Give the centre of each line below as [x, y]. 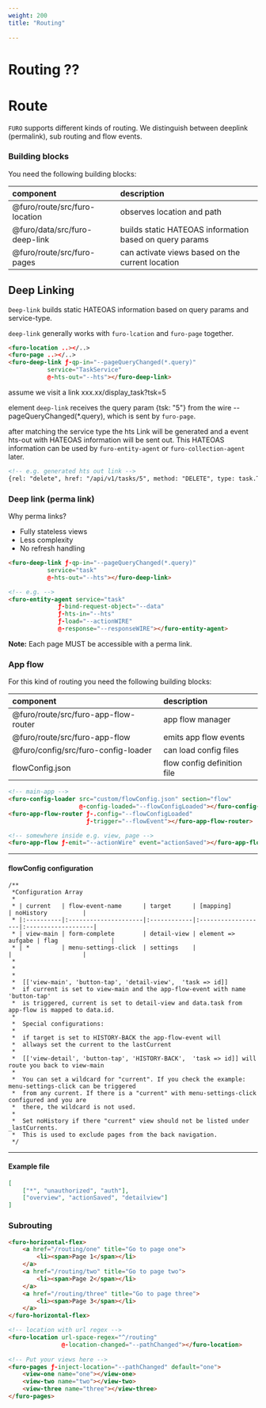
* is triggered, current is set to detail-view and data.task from [127, 1003]
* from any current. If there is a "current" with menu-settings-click [134, 1093]
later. [17, 456]
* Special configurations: [58, 1024]
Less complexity [46, 540]
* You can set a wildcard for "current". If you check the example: [129, 1079]
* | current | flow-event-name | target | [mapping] [122, 906]
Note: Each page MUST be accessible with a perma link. [100, 643]
